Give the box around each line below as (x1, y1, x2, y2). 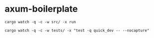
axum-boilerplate (4, 3, 78, 15)
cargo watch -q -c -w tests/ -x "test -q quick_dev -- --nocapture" (4, 28, 150, 33)
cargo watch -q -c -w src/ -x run (4, 19, 77, 24)
